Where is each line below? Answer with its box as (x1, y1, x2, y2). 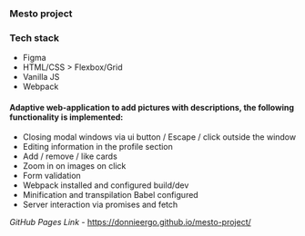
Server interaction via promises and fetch (22, 199, 178, 211)
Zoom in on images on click (22, 161, 127, 172)
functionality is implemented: (9, 112, 124, 123)
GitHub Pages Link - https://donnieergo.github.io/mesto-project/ (9, 217, 252, 228)
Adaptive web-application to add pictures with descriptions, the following (9, 102, 294, 113)
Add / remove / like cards (22, 151, 118, 162)
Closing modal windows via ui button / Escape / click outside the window (22, 132, 297, 143)
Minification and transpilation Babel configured (22, 190, 198, 201)
